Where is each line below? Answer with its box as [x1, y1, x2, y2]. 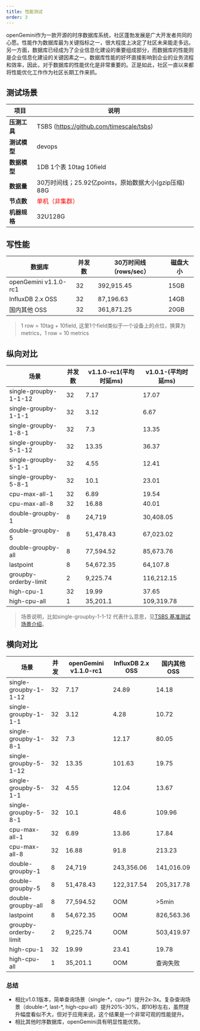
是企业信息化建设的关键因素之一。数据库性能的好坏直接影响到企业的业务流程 [6, 54, 194, 61]
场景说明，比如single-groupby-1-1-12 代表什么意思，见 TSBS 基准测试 [20, 613, 190, 620]
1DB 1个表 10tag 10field [36, 163, 107, 171]
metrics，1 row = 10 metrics [20, 330, 89, 337]
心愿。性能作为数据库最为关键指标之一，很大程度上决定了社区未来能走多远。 [6, 39, 194, 46]
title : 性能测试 [6, 8, 43, 15]
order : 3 [6, 14, 28, 20]
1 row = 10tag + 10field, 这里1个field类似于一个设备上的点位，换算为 [20, 322, 186, 329]
